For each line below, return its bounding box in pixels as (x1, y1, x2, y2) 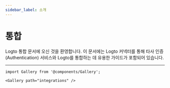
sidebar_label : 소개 (5, 7, 47, 13)
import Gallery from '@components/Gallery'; (5, 69, 101, 74)
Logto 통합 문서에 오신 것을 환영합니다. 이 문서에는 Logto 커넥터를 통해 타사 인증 (5, 48, 164, 54)
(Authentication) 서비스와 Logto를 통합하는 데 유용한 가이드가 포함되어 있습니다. (5, 54, 164, 60)
